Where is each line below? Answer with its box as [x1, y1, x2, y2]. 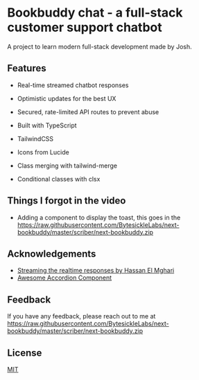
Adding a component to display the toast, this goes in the [17, 213, 181, 221]
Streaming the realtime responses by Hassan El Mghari [17, 266, 175, 275]
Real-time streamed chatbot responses [17, 81, 130, 89]
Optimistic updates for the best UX [17, 94, 116, 102]
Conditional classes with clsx [17, 174, 101, 183]
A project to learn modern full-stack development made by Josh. [7, 42, 192, 51]
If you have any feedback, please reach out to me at [7, 312, 156, 320]
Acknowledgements [7, 248, 96, 260]
